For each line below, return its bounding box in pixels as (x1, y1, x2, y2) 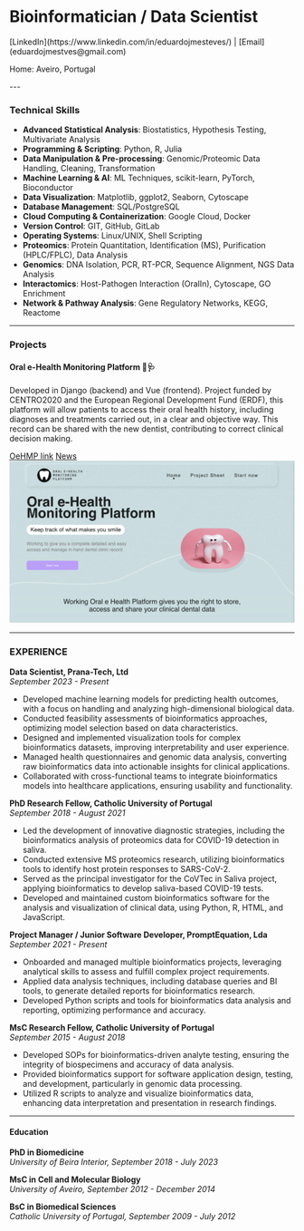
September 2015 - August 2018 (9, 1032, 126, 1042)
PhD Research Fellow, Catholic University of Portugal (9, 798, 213, 809)
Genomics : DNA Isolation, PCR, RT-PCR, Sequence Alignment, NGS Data (22, 259, 295, 270)
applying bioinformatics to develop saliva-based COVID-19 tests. (22, 882, 264, 894)
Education (9, 1127, 49, 1138)
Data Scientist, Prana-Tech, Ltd (9, 666, 129, 677)
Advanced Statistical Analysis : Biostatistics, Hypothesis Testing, (22, 124, 267, 135)
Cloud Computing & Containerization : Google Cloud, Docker (22, 211, 252, 222)
